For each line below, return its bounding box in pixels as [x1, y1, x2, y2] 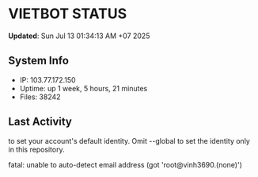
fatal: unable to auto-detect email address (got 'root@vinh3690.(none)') [8, 160, 243, 169]
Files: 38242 [19, 92, 61, 102]
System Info [8, 54, 70, 67]
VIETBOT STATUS [8, 5, 127, 23]
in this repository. [8, 144, 65, 154]
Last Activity [8, 115, 73, 129]
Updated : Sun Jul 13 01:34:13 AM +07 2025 [8, 31, 150, 40]
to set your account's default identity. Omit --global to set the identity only [8, 136, 251, 145]
